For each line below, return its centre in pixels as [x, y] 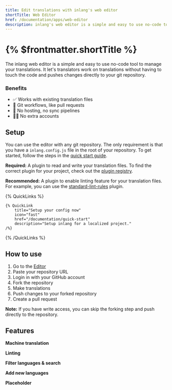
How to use [24, 254]
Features [20, 331]
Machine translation [27, 343]
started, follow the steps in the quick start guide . [56, 156]
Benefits [16, 88]
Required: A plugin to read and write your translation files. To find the [79, 165]
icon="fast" [27, 215]
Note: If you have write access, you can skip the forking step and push [80, 309]
